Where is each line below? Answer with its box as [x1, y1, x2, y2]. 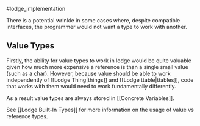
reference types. [6, 112, 48, 120]
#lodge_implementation [6, 5, 66, 12]
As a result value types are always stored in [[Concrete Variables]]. [6, 94, 175, 102]
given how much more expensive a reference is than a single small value [6, 63, 189, 70]
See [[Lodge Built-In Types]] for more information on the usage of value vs [6, 106, 194, 113]
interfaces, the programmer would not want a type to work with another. [6, 24, 188, 30]
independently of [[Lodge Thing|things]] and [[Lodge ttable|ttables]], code [6, 76, 194, 84]
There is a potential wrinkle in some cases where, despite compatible [6, 17, 180, 24]
